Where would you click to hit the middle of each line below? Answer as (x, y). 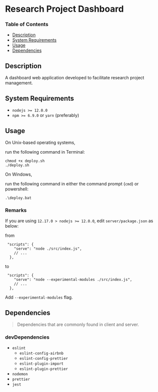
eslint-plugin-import (41, 364)
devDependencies (27, 337)
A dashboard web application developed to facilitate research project (75, 78)
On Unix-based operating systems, (40, 142)
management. (19, 83)
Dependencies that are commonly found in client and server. (78, 324)
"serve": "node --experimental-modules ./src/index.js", (73, 280)
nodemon (20, 374)
